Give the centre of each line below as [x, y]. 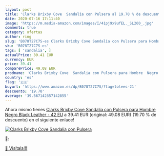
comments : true [20, 28]
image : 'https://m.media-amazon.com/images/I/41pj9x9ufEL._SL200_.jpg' [79, 23]
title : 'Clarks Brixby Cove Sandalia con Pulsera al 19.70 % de [73, 14]
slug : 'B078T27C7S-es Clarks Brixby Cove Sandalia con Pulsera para [76, 41]
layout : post [18, 10]
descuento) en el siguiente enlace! [40, 120]
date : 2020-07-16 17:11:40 [32, 19]
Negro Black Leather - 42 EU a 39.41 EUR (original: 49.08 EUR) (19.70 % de [81, 115]
